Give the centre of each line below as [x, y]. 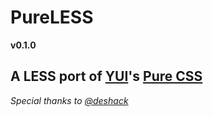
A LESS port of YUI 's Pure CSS [106, 76]
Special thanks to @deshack [69, 100]
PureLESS [52, 17]
